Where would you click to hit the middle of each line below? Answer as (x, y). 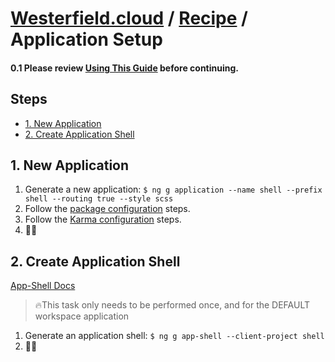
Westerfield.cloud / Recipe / (129, 18)
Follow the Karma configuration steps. (103, 219)
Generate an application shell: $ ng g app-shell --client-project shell (174, 336)
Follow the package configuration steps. (107, 209)
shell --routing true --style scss (99, 199)
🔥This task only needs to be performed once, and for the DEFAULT (172, 305)
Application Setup (86, 39)
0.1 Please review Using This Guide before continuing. (124, 68)
